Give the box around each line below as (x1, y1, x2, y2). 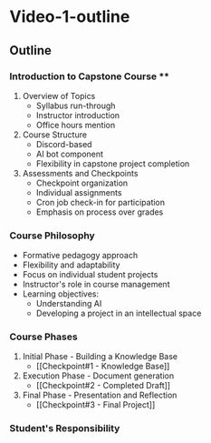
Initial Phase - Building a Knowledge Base (22, 351, 178, 362)
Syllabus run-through (35, 100, 116, 111)
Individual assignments (35, 186, 122, 197)
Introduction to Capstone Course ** (9, 70, 170, 83)
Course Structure (22, 129, 88, 140)
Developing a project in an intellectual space (35, 307, 202, 319)
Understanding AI (35, 298, 102, 309)
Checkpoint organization (35, 177, 129, 188)
